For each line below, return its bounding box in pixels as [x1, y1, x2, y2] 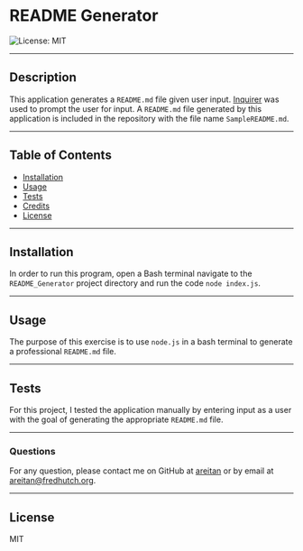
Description [9, 69, 77, 86]
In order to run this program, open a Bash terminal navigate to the [9, 268, 252, 280]
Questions [9, 445, 56, 457]
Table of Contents [9, 148, 113, 163]
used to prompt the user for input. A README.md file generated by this [9, 103, 262, 114]
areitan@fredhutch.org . [9, 475, 96, 486]
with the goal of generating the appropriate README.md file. [9, 414, 224, 425]
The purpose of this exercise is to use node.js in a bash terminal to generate [9, 336, 293, 347]
